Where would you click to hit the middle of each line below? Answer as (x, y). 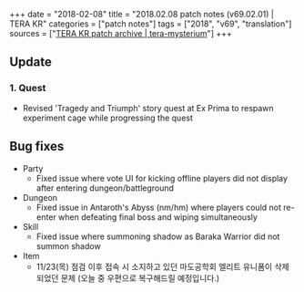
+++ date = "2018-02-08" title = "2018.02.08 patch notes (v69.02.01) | (142, 14)
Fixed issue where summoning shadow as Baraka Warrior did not (158, 236)
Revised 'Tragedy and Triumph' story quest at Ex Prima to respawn (148, 108)
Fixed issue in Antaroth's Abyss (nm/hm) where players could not (159, 207)
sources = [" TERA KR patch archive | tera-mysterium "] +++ (121, 33)
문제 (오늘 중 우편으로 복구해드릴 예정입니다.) (140, 277)
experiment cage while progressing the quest (108, 118)
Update (31, 63)
